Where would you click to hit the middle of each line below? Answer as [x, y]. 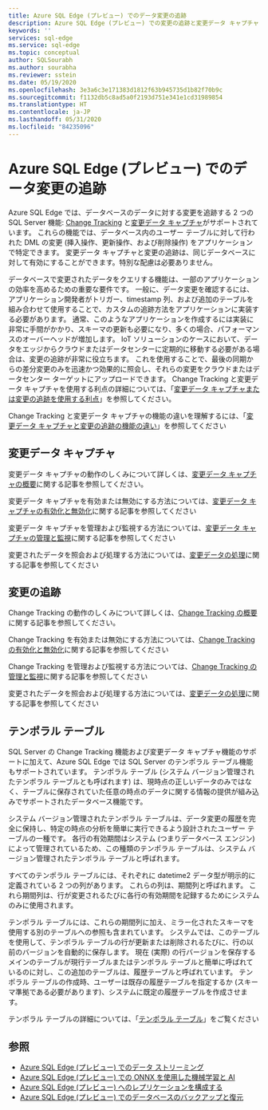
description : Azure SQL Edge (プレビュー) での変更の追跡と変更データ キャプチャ [134, 23]
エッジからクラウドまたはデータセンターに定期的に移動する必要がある [137, 348]
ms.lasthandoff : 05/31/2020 [55, 120]
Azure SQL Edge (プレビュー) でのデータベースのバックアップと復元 [132, 1096]
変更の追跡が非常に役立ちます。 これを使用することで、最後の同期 [138, 359]
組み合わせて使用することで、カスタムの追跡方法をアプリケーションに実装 [130, 309]
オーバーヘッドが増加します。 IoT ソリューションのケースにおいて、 [133, 339]
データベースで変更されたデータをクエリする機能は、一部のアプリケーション [134, 279]
